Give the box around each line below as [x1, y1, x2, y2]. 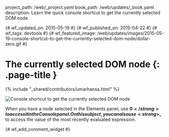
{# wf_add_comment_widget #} [5, 126, 70, 132]
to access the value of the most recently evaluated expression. [5, 116, 136, 122]
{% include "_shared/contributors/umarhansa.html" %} [5, 86, 120, 92]
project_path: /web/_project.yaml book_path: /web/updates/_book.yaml [5, 5, 154, 10]
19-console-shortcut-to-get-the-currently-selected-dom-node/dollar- [5, 35, 151, 41]
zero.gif [5, 41, 22, 47]
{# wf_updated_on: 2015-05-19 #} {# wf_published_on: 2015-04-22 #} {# [5, 25, 157, 31]
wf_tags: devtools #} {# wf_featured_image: [5, 30, 96, 36]
